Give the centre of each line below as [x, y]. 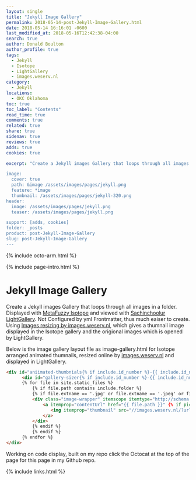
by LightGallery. [25, 337]
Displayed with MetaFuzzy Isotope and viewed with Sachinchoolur [86, 313]
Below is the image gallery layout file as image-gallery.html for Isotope [90, 349]
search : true [22, 39]
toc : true [18, 104]
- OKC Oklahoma [30, 98]
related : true [23, 126]
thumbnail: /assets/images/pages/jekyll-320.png [71, 196]
